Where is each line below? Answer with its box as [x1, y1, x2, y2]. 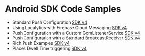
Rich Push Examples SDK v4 [12, 40, 70, 46]
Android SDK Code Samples [5, 3, 121, 15]
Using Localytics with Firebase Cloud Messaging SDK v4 [12, 24, 127, 30]
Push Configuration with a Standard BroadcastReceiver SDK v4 [12, 35, 140, 41]
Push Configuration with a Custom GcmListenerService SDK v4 [12, 30, 141, 36]
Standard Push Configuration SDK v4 [12, 19, 87, 25]
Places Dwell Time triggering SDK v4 [12, 45, 87, 51]
